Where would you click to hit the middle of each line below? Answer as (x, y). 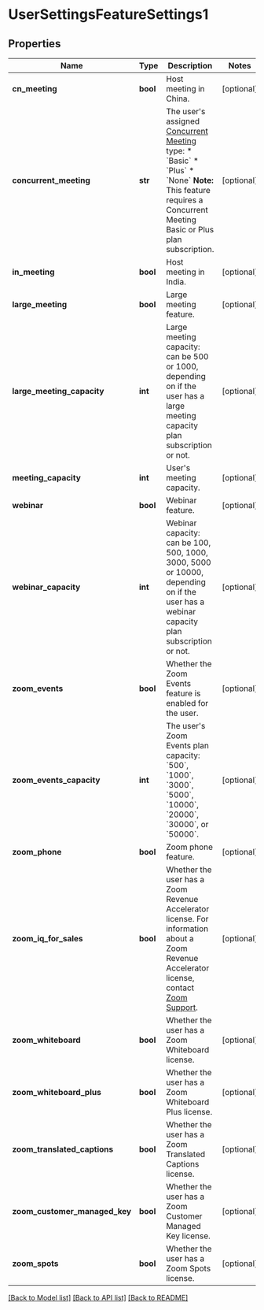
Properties (35, 44)
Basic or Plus (190, 230)
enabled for (187, 703)
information (187, 929)
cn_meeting (35, 89)
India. (176, 282)
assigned (183, 121)
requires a (185, 200)
